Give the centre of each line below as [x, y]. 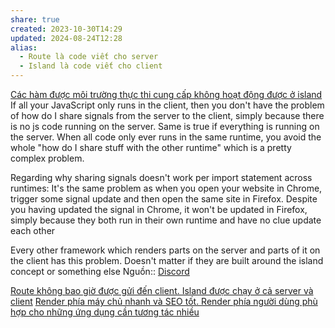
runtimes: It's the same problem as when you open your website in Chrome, [166, 188]
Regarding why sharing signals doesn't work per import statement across [161, 177]
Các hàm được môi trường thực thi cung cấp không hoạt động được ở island [166, 94]
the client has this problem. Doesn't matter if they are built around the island [167, 260]
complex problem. [47, 158]
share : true [35, 19]
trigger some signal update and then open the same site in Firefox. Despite [164, 199]
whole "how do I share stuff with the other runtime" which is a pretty [151, 147]
